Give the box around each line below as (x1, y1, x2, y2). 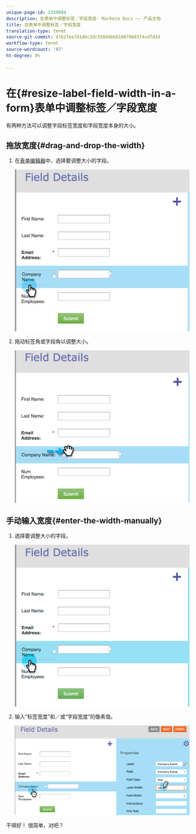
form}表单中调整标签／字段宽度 (6, 101, 157, 114)
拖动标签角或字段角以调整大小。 (14, 337, 92, 345)
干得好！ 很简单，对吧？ (6, 822, 64, 829)
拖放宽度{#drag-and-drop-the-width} (6, 141, 145, 151)
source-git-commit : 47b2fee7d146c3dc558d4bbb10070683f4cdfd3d (6, 34, 160, 40)
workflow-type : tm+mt (6, 40, 59, 46)
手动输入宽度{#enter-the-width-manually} (6, 515, 162, 525)
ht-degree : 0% (6, 53, 41, 59)
